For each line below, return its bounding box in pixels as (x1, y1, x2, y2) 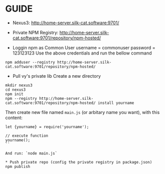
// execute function (5, 133, 49, 138)
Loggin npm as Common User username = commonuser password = (12, 44, 155, 50)
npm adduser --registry (5, 60, 56, 65)
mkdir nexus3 (5, 83, 33, 88)
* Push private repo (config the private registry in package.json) (5, 159, 152, 164)
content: (5, 114, 23, 121)
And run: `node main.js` (5, 151, 58, 156)
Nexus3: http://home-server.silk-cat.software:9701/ (12, 20, 120, 26)
